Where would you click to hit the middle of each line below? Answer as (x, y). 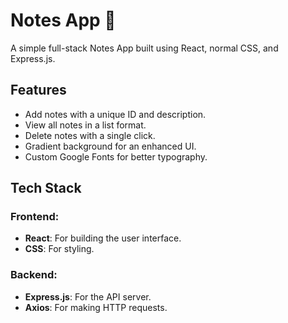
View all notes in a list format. (85, 125)
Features (38, 90)
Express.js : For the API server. (88, 296)
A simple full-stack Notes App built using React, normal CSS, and (144, 48)
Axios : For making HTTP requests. (96, 307)
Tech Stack (46, 188)
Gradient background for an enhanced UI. (110, 146)
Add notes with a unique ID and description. (115, 114)
